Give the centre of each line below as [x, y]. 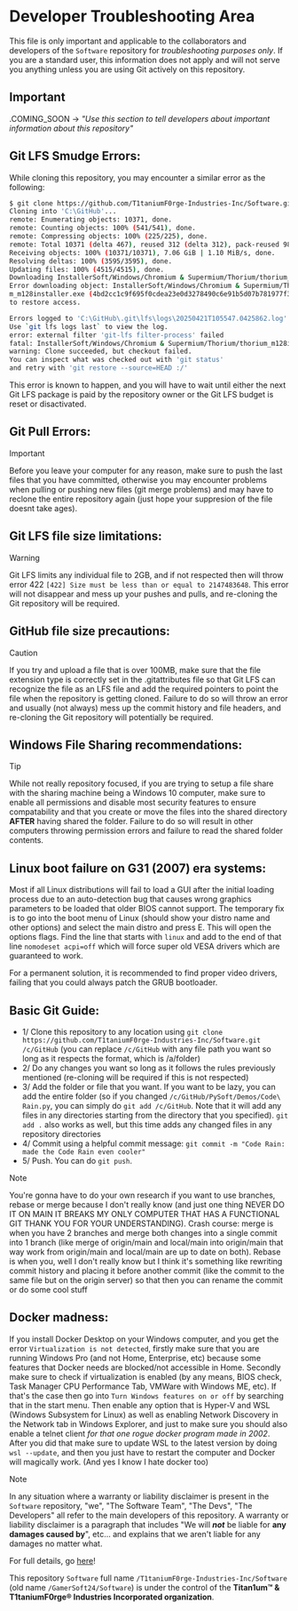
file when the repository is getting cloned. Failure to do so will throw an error [149, 698]
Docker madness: [59, 1318]
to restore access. [45, 303]
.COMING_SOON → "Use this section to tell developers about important [140, 118]
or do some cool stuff [48, 1289]
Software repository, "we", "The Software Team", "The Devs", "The [131, 1505]
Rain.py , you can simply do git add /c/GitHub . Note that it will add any [152, 1105]
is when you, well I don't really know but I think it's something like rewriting [146, 1261]
